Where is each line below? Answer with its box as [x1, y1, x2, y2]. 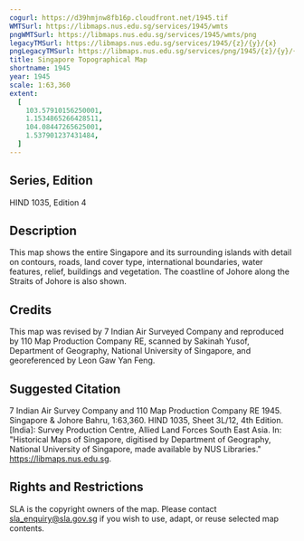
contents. [9, 522, 45, 534]
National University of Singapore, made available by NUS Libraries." [9, 444, 262, 454]
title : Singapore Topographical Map [9, 55, 147, 64]
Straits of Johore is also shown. [9, 276, 127, 287]
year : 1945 [9, 72, 51, 81]
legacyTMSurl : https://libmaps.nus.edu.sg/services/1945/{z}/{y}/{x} [9, 38, 278, 48]
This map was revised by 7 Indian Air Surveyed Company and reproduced [9, 327, 285, 337]
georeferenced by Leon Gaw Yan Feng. [9, 355, 156, 366]
